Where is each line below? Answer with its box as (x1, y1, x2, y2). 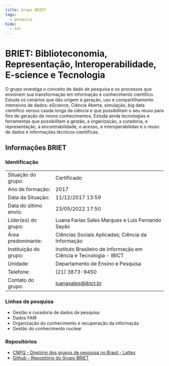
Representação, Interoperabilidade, (5, 59, 157, 70)
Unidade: (8, 260, 29, 267)
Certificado (55, 174, 82, 181)
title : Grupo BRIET (5, 7, 46, 13)
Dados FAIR (12, 315, 37, 321)
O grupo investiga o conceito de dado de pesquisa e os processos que (5, 86, 152, 92)
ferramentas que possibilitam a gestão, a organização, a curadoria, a (5, 118, 148, 124)
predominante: (8, 237, 42, 244)
